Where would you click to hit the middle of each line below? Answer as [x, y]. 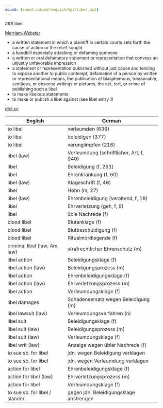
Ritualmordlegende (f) [93, 238]
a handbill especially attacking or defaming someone [65, 53]
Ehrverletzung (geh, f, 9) [96, 206]
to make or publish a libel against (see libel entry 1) [63, 99]
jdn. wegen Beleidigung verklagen [106, 352]
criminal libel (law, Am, [33, 245]
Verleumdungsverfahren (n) [99, 313]
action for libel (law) [30, 376]
